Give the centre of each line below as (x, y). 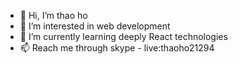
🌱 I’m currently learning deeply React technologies (123, 36)
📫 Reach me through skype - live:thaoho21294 (117, 48)
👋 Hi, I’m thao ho (53, 15)
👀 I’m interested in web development (95, 26)
